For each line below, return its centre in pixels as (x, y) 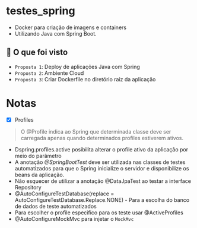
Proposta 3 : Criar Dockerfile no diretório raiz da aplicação (85, 79)
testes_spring (41, 11)
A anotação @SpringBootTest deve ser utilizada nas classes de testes (100, 162)
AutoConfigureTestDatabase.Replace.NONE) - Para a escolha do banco (102, 199)
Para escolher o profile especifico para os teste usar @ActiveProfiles (99, 213)
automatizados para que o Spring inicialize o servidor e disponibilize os (102, 168)
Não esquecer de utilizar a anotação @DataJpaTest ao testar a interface (103, 181)
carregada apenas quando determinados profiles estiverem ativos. (102, 138)
